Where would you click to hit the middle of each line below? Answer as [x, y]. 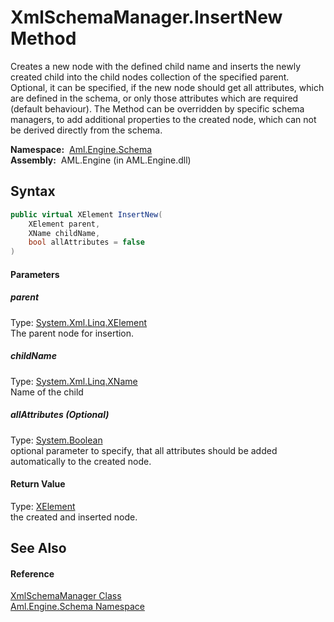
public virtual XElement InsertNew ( [86, 214]
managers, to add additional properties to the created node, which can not [163, 119]
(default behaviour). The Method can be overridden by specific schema [157, 108]
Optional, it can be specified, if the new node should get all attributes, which [167, 87]
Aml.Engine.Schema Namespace [77, 607]
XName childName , [64, 233]
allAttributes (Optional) [60, 415]
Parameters [35, 274]
